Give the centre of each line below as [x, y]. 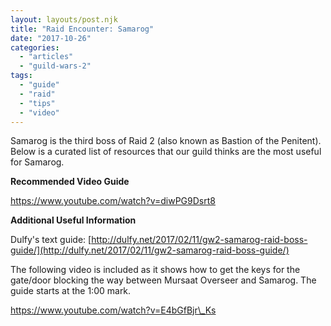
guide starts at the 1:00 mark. [71, 291]
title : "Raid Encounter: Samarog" [82, 29]
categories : [35, 47]
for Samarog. [37, 162]
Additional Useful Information [73, 220]
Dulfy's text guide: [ [51, 240]
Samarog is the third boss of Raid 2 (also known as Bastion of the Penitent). [166, 141]
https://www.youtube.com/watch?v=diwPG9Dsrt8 [113, 201]
